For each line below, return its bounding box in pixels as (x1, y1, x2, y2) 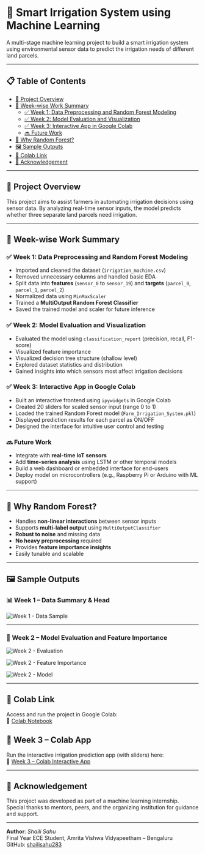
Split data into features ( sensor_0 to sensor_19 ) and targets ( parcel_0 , (15, 280, 191, 287)
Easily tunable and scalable (15, 550, 84, 557)
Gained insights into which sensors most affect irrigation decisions (15, 367, 183, 375)
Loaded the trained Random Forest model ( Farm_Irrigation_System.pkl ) (15, 410, 196, 417)
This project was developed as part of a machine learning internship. (6, 797, 179, 804)
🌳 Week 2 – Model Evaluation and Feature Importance (6, 633, 168, 642)
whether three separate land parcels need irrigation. (6, 211, 137, 218)
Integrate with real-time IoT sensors (15, 452, 107, 459)
